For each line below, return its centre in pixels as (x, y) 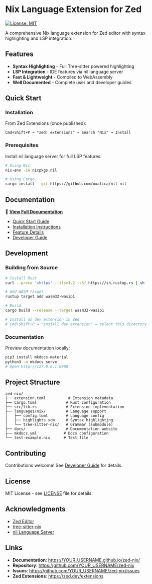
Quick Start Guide (31, 222)
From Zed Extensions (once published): (46, 123)
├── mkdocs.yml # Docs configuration (57, 433)
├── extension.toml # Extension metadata (59, 398)
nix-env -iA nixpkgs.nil (31, 170)
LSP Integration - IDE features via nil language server (68, 71)
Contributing (26, 453)
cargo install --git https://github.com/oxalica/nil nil (66, 184)
